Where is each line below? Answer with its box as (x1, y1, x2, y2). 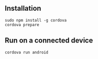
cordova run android (5, 50, 49, 55)
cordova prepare (5, 22, 39, 27)
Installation (5, 4, 41, 13)
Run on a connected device (5, 36, 93, 45)
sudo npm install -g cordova (5, 17, 67, 23)
